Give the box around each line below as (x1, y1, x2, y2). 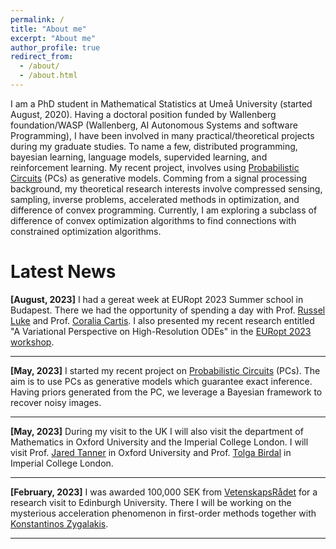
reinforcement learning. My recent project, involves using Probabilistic (10, 161, 300, 173)
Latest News (10, 261, 117, 283)
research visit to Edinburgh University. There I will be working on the (10, 496, 292, 508)
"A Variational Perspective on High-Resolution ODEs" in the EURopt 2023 (10, 325, 312, 337)
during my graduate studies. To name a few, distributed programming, (10, 140, 298, 152)
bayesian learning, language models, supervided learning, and (10, 151, 268, 163)
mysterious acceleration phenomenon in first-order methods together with (10, 507, 317, 519)
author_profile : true (10, 42, 101, 53)
